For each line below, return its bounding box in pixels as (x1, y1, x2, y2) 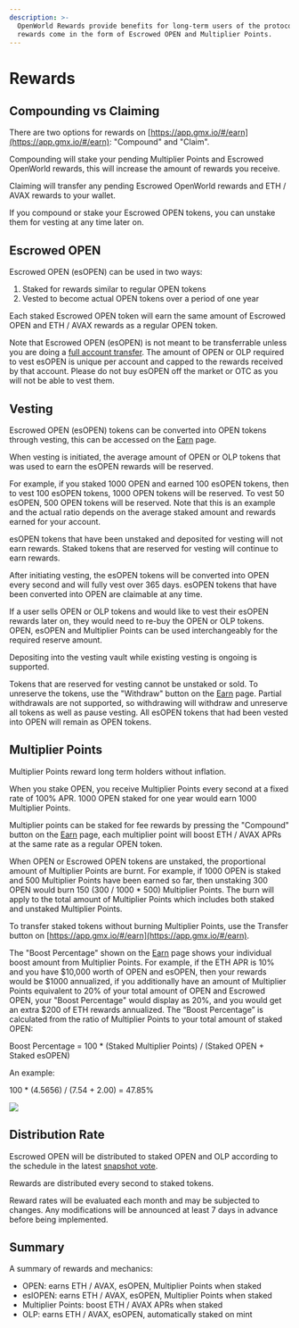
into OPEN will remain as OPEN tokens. (9, 717, 152, 727)
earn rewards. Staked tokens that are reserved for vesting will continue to (9, 544, 279, 553)
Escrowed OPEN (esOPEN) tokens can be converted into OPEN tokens (9, 425, 267, 436)
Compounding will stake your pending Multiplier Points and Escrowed (9, 154, 264, 165)
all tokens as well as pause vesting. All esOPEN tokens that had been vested (9, 707, 289, 718)
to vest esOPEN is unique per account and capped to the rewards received (9, 356, 283, 367)
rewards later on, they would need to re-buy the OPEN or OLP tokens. (9, 616, 265, 626)
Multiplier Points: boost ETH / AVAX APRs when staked (21, 1299, 223, 1310)
